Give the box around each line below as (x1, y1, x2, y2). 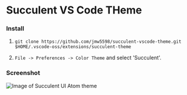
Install (6, 25, 25, 33)
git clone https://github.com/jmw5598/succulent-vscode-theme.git (14, 39, 182, 45)
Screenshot (6, 69, 40, 77)
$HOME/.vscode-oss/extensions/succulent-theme (14, 44, 132, 50)
